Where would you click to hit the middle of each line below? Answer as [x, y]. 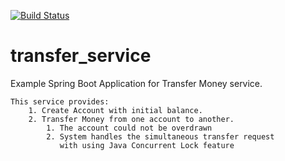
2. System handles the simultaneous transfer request [160, 136]
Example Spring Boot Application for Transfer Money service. [136, 83]
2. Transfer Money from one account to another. [131, 119]
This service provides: [60, 101]
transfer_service [81, 56]
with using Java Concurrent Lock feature [147, 145]
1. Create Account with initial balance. [115, 110]
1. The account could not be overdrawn [129, 128]
